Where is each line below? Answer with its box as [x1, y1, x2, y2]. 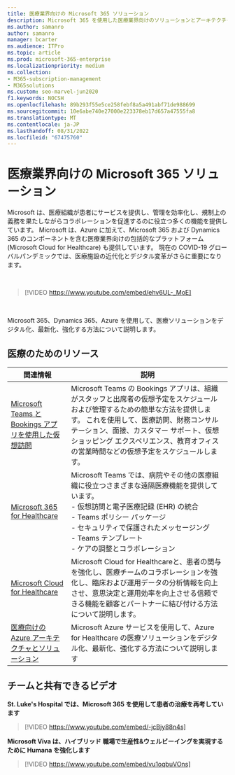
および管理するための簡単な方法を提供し [71, 405, 204, 414]
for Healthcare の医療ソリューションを [71, 633, 197, 643]
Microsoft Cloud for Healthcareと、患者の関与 [71, 557, 222, 566]
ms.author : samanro [7, 23, 64, 30]
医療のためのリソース [7, 347, 99, 359]
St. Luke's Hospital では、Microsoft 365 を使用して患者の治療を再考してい [7, 699, 224, 708]
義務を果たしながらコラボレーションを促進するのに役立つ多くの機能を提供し [7, 217, 228, 225]
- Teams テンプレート [71, 533, 143, 543]
